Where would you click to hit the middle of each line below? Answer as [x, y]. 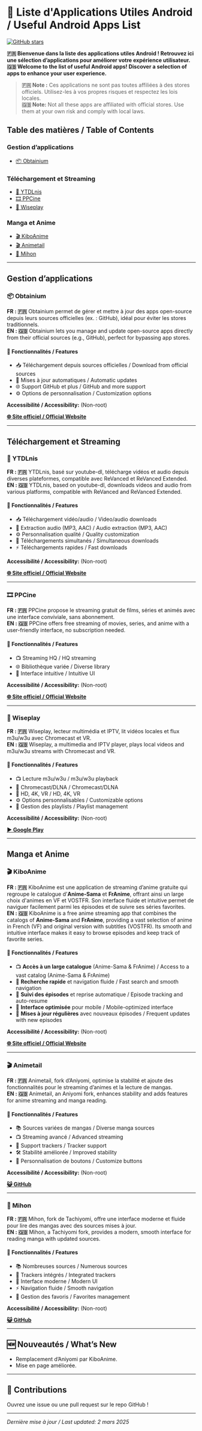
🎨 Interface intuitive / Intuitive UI [55, 673]
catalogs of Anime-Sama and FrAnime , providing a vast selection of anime [100, 920]
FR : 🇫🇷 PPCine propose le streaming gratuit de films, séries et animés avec [101, 611]
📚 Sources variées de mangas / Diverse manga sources [85, 1128]
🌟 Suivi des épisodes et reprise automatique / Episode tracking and [99, 994]
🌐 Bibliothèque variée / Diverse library [63, 666]
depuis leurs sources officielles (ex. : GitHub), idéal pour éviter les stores [97, 318]
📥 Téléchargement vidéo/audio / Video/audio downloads [86, 519]
